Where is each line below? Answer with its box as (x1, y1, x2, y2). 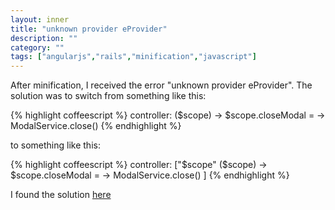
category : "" (10, 42, 65, 53)
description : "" (10, 33, 78, 43)
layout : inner (10, 14, 70, 25)
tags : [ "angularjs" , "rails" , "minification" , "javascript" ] (10, 52, 257, 62)
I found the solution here (10, 189, 112, 201)
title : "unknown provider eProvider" (10, 24, 168, 34)
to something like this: (10, 139, 101, 151)
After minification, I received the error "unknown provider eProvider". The (10, 79, 313, 91)
